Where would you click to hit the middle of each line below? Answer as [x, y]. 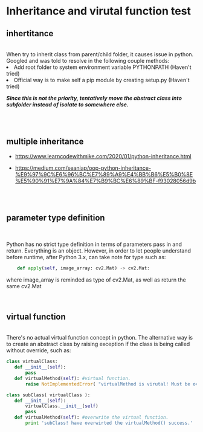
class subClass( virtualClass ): [48, 395]
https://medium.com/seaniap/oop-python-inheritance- [83, 168]
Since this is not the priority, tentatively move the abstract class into [94, 98]
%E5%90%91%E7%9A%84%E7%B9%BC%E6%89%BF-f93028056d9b [105, 181]
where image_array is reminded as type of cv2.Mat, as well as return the [96, 280]
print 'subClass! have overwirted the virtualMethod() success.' [109, 423]
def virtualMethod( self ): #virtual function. [72, 378]
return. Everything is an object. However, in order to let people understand [99, 250]
